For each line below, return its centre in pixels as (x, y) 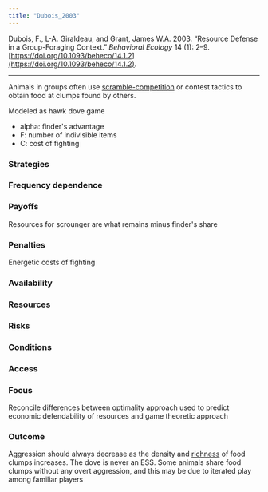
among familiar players (46, 479)
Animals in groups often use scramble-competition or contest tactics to (125, 87)
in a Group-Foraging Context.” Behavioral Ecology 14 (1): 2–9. (109, 47)
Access (23, 368)
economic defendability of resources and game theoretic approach (118, 415)
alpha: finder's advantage (62, 126)
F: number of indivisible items (68, 135)
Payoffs (24, 207)
